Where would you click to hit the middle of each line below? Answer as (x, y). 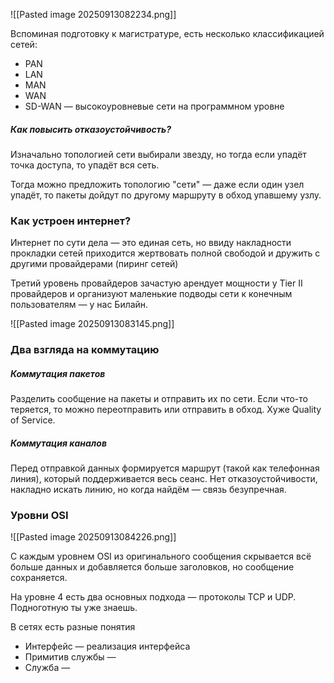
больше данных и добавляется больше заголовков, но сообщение (152, 567)
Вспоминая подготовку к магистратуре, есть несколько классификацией (167, 33)
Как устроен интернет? (71, 221)
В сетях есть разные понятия (73, 627)
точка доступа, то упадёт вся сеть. (85, 165)
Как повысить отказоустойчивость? (91, 129)
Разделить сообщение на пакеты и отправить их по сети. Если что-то (159, 399)
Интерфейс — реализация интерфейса (107, 646)
